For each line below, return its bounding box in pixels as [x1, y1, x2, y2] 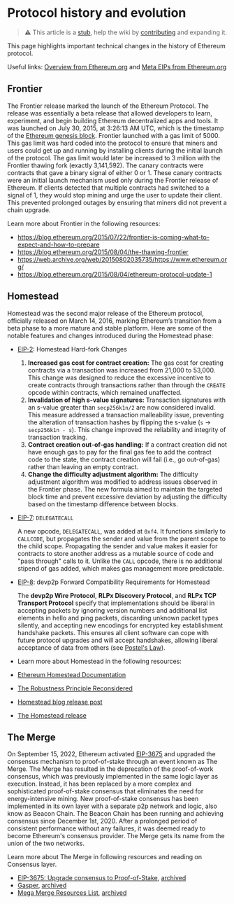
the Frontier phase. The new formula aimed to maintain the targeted [27, 485, 223, 493]
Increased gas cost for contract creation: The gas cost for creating [27, 359, 224, 367]
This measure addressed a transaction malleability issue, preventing [27, 410, 224, 419]
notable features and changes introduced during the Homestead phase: [7, 331, 214, 340]
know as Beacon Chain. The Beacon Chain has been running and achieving [7, 809, 224, 818]
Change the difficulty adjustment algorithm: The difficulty [27, 470, 198, 478]
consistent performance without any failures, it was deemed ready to [7, 824, 206, 833]
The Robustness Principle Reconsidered [17, 684, 133, 693]
